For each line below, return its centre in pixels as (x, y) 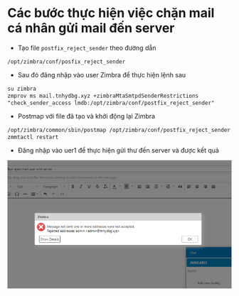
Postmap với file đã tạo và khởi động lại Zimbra (86, 116)
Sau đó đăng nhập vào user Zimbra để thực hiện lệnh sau (102, 75)
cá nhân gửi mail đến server (91, 28)
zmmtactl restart (33, 137)
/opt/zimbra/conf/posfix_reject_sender (67, 62)
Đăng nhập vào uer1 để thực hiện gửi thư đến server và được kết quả (118, 150)
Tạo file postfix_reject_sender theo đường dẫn (87, 48)
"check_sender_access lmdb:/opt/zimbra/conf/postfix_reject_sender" (111, 103)
